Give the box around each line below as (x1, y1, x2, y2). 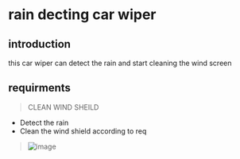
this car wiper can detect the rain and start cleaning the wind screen (8, 58, 232, 68)
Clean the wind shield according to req (19, 126, 147, 136)
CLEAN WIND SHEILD (27, 102, 99, 112)
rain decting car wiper (8, 6, 157, 24)
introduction (8, 37, 72, 51)
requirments (8, 81, 72, 95)
